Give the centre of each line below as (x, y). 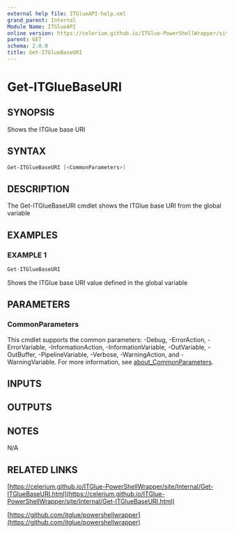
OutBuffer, (22, 354)
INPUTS (24, 384)
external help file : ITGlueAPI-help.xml (67, 14)
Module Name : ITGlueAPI (42, 26)
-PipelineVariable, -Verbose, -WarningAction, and (109, 354)
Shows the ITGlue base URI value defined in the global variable (97, 282)
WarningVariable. (32, 362)
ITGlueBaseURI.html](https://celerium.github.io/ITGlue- (86, 494)
